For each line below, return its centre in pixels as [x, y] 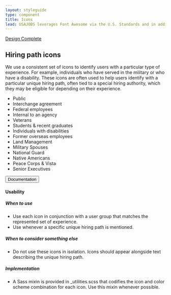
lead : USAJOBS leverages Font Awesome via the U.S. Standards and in [81, 24]
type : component [22, 15]
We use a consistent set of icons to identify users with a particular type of [83, 67]
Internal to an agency [35, 115]
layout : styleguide [26, 10]
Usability [15, 192]
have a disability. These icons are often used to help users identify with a [82, 78]
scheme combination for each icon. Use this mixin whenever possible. [86, 287]
